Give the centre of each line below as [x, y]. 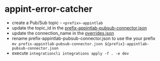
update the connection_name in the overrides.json [63, 33]
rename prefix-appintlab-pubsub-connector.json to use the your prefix [83, 38]
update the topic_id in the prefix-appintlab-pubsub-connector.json [79, 28]
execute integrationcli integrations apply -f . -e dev [70, 53]
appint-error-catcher [49, 9]
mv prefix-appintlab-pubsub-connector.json [57, 44]
